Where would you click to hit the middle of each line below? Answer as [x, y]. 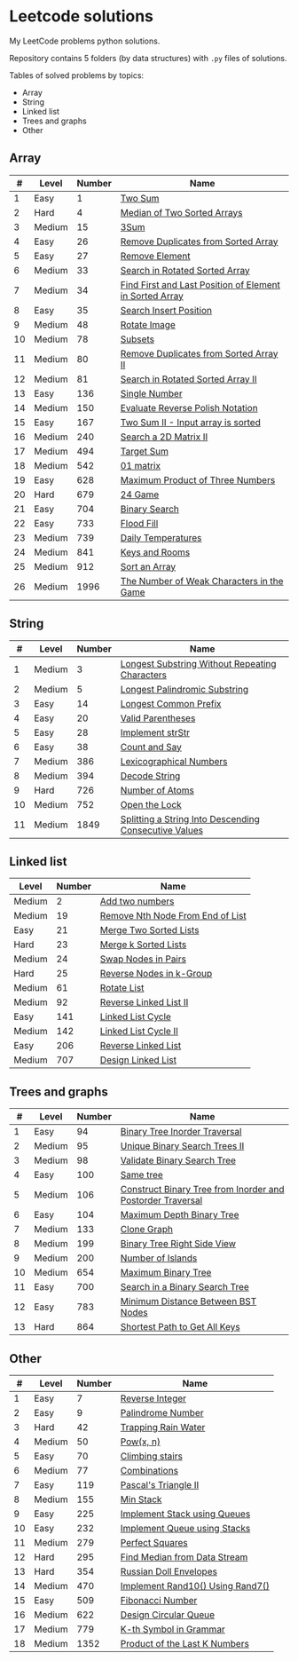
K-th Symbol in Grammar [173, 1629]
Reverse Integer [153, 1398]
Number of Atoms [157, 790]
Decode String [150, 776]
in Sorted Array [152, 296]
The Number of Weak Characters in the [202, 581]
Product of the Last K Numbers [185, 1644]
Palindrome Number [162, 1413]
